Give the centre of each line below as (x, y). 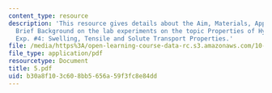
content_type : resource (49, 16)
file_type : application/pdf (56, 53)
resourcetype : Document (49, 61)
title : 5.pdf (30, 69)
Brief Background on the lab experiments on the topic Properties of (135, 31)
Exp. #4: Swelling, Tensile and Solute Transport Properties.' (124, 38)
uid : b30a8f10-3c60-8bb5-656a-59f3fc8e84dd (83, 76)
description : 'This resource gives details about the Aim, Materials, (130, 23)
